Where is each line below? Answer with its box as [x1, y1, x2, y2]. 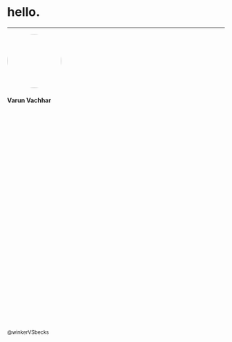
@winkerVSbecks [7, 329, 50, 336]
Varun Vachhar [7, 96, 52, 104]
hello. [7, 4, 40, 20]
